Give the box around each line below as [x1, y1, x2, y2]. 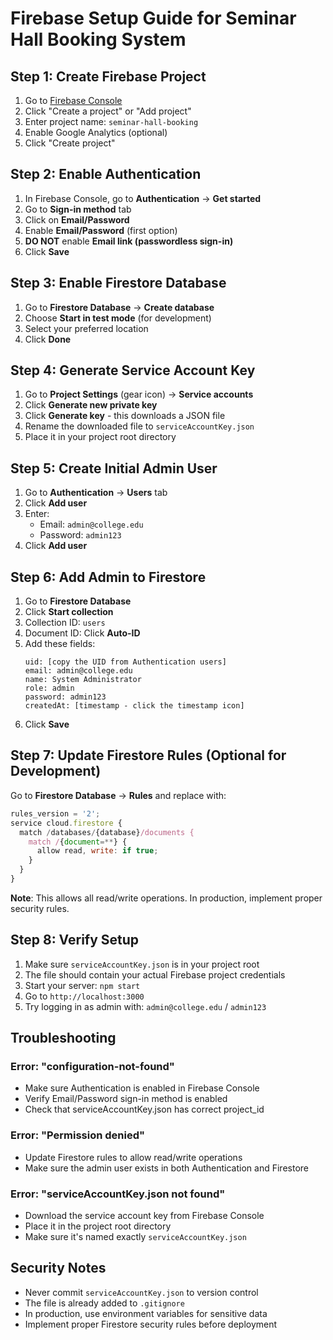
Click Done [24, 333, 72, 345]
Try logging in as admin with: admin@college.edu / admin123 [24, 1000, 267, 1012]
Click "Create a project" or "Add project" [24, 105, 192, 117]
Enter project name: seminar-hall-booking [24, 116, 199, 127]
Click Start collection [24, 606, 114, 618]
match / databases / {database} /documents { [19, 827, 195, 837]
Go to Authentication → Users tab [24, 487, 168, 499]
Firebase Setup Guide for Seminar [10, 7, 297, 30]
